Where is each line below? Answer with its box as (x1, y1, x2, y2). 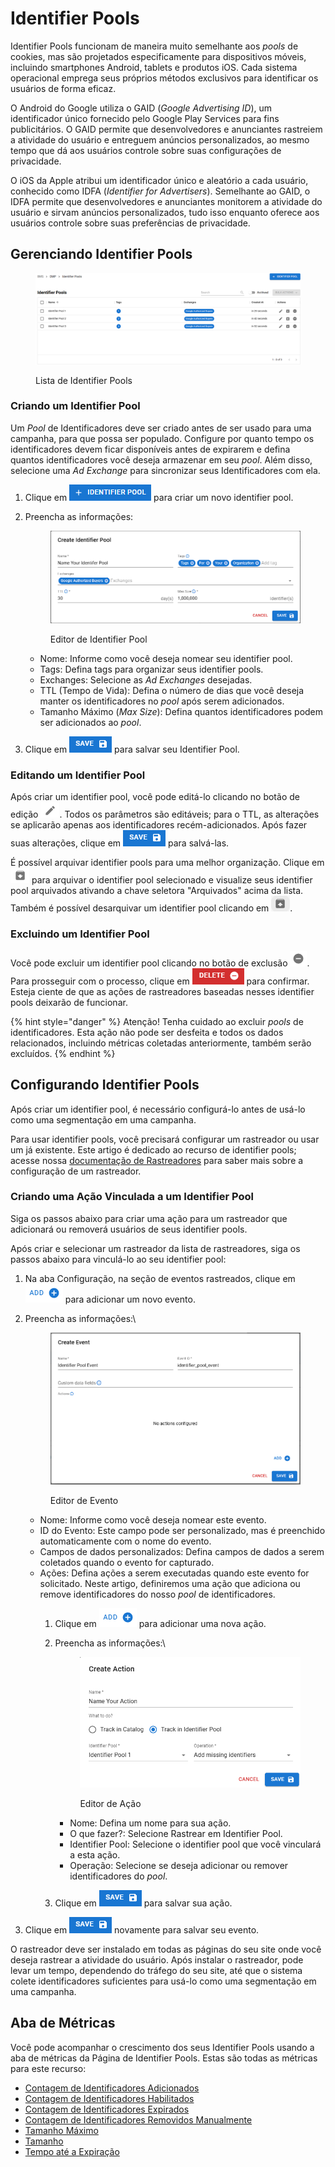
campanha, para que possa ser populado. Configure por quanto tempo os (10, 432, 315, 444)
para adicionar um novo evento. (64, 1293, 196, 1305)
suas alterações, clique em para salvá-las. (10, 837, 230, 849)
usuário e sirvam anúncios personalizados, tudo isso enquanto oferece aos (10, 206, 320, 218)
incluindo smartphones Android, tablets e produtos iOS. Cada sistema (10, 61, 298, 73)
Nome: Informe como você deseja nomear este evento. (39, 1513, 267, 1526)
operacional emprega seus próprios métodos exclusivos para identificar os (10, 72, 319, 84)
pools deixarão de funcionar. (10, 996, 128, 1008)
